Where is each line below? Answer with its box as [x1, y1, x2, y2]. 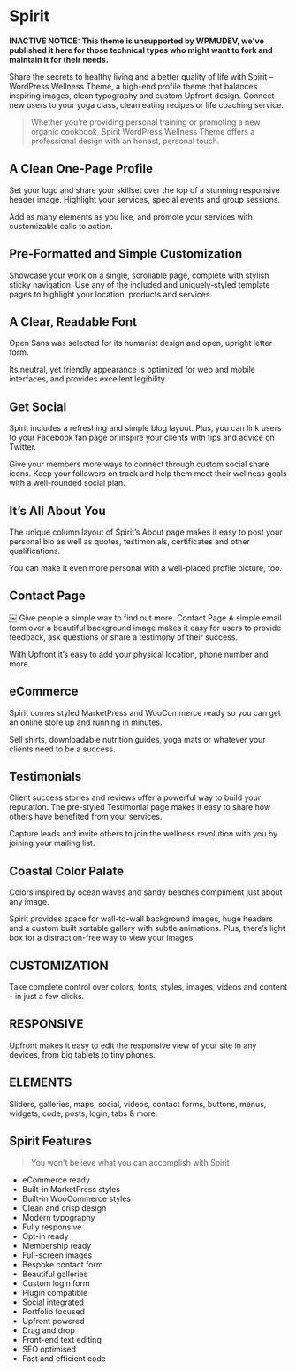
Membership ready [21, 1240, 92, 1251]
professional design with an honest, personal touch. [30, 135, 220, 146]
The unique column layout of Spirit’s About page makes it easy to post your [9, 527, 283, 537]
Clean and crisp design [21, 1202, 107, 1213]
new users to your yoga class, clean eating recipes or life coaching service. [9, 99, 285, 110]
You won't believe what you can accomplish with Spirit [30, 1157, 230, 1167]
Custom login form [21, 1277, 90, 1289]
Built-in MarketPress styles [21, 1183, 121, 1194]
